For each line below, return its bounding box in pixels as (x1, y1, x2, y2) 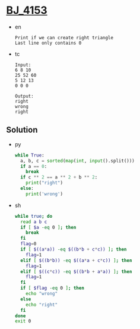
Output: (14, 93, 34, 99)
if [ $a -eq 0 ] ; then (20, 224, 77, 230)
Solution (6, 125, 38, 135)
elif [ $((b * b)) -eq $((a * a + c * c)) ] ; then (20, 257, 132, 264)
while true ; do (14, 213, 53, 219)
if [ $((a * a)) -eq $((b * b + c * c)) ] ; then (20, 246, 127, 252)
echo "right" (26, 302, 58, 308)
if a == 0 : (20, 163, 47, 170)
